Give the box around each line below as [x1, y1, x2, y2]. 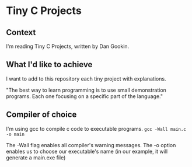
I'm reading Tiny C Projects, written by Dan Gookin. [6, 43, 130, 50]
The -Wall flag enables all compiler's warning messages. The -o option [6, 141, 176, 148]
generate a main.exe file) [6, 154, 66, 161]
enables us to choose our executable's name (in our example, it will [6, 148, 168, 155]
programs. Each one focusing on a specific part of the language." [6, 92, 163, 100]
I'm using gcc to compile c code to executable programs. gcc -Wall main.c [6, 125, 187, 132]
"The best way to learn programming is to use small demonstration [6, 86, 166, 93]
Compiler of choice [6, 110, 77, 120]
